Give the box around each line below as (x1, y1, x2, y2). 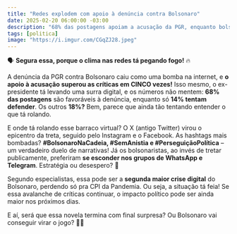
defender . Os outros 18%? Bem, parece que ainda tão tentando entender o (7, 103, 226, 111)
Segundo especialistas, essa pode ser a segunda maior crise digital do (7, 175, 216, 183)
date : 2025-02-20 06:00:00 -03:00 (7, 17, 109, 24)
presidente (7, 87, 39, 96)
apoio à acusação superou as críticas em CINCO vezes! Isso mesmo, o (7, 80, 217, 89)
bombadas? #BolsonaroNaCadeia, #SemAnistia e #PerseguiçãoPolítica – (7, 139, 224, 147)
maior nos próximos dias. (7, 197, 81, 206)
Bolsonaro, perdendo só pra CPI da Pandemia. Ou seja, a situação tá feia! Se (7, 183, 229, 191)
